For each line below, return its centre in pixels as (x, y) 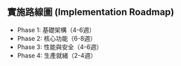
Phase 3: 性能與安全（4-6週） (60, 47)
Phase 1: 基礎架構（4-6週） (56, 30)
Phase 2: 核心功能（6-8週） (56, 38)
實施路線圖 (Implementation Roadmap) (90, 12)
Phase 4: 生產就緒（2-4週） (57, 55)
